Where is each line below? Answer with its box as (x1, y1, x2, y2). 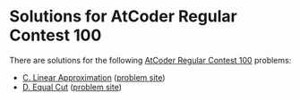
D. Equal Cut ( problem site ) (21, 81, 123, 92)
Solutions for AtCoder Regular (9, 6, 237, 27)
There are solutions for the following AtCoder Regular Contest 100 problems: (9, 55, 292, 65)
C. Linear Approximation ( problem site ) (21, 72, 166, 82)
